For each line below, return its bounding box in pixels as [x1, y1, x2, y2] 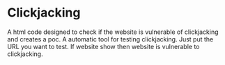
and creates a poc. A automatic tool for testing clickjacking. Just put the [7, 35, 214, 43]
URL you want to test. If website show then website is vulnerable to [7, 42, 200, 50]
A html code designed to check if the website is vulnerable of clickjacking [7, 28, 219, 36]
